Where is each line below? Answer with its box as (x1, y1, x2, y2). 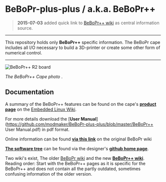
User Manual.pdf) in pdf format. (5, 126, 70, 132)
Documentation (5, 88, 54, 96)
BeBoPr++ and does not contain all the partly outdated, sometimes (5, 166, 141, 172)
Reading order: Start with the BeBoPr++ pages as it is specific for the (5, 160, 146, 166)
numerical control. (5, 49, 42, 55)
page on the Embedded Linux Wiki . (5, 106, 77, 112)
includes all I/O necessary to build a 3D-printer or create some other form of (5, 45, 161, 50)
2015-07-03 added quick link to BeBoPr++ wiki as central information (17, 20, 160, 26)
